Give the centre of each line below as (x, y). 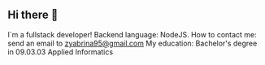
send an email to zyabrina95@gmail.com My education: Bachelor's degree (132, 43)
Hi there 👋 (33, 15)
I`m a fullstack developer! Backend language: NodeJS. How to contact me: (132, 34)
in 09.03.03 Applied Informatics (61, 52)
